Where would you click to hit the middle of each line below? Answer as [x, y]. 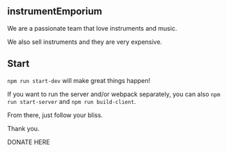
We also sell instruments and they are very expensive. [85, 42]
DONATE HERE [29, 142]
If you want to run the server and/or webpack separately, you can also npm [114, 94]
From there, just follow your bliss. [55, 115]
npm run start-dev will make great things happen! [79, 80]
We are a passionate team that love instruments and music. [92, 28]
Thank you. [23, 128]
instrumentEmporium [55, 12]
